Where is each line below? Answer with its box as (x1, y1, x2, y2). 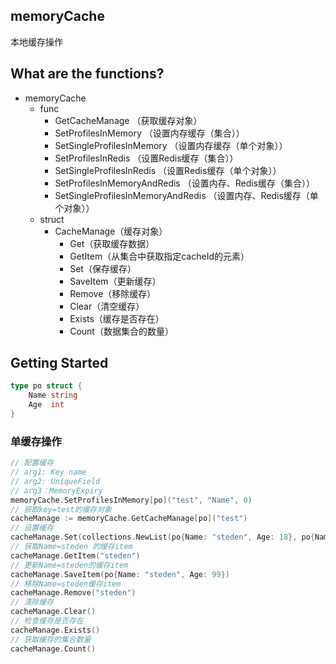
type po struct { (10, 381, 83, 391)
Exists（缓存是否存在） (69, 312, 165, 324)
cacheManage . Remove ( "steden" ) (10, 588, 137, 598)
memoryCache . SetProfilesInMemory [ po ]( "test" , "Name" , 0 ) (10, 495, 253, 505)
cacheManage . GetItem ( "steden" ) (10, 550, 141, 561)
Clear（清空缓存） (69, 300, 145, 312)
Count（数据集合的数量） (69, 325, 174, 337)
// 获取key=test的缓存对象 (10, 504, 112, 514)
